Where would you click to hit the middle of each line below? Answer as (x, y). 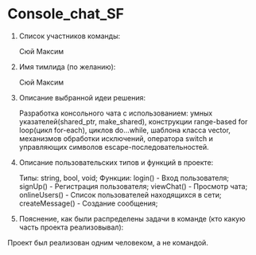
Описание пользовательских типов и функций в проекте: (116, 162)
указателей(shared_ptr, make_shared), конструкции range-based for (133, 121)
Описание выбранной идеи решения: (82, 97)
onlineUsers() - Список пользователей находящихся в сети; (120, 194)
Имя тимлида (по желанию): (67, 67)
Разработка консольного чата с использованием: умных (116, 113)
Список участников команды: (70, 36)
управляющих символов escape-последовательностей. (114, 147)
